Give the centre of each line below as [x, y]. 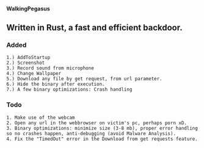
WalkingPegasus [28, 9]
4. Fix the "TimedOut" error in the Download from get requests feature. [102, 139]
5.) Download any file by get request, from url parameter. [85, 79]
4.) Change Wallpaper [34, 74]
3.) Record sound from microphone [50, 68]
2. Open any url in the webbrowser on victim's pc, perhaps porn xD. [97, 123]
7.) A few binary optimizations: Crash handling [69, 90]
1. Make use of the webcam [41, 118]
